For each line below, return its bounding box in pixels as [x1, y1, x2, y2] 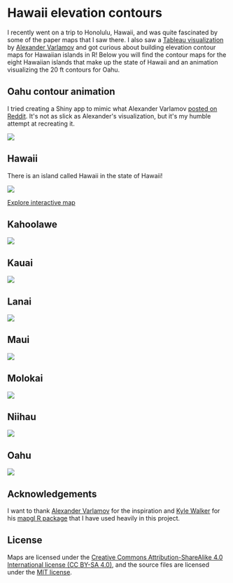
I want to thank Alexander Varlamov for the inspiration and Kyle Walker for [7, 507, 220, 515]
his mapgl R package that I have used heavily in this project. [7, 514, 181, 523]
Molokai [7, 373, 43, 384]
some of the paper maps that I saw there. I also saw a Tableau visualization [7, 35, 224, 43]
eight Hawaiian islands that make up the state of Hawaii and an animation [7, 58, 218, 66]
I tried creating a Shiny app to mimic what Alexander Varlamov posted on [7, 104, 218, 113]
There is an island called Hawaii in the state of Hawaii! [7, 171, 163, 180]
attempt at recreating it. [7, 119, 75, 128]
